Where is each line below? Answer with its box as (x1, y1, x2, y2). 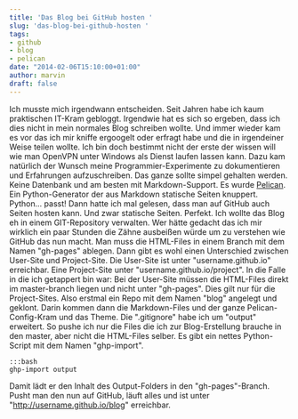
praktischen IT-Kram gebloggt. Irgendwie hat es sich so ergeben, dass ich (9, 113, 281, 124)
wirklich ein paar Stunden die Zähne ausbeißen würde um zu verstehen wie (9, 226, 286, 237)
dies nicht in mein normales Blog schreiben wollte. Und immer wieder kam (9, 122, 281, 133)
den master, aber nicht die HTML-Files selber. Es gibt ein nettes (9, 330, 242, 341)
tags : (9, 29, 29, 38)
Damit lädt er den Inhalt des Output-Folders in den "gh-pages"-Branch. (9, 380, 270, 391)
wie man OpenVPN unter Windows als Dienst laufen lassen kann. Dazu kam (9, 150, 286, 161)
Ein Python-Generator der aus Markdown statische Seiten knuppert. (9, 189, 258, 199)
